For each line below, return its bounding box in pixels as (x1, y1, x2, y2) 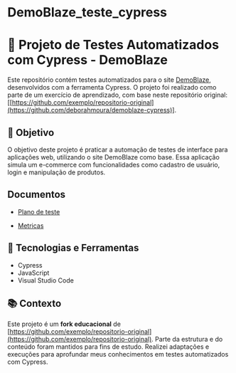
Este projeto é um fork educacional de (7, 320, 121, 328)
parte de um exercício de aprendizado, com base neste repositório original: (7, 90, 227, 100)
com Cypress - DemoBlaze (7, 52, 168, 68)
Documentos (7, 189, 66, 201)
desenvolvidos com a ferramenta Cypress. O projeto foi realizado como (7, 83, 217, 92)
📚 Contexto (7, 297, 62, 310)
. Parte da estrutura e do (151, 335, 223, 344)
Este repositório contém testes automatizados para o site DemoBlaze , (7, 75, 211, 84)
